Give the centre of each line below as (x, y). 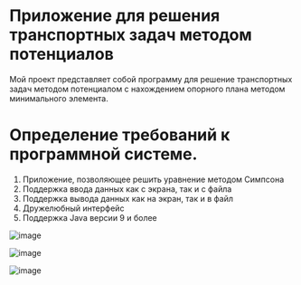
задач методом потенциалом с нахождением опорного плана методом (147, 89)
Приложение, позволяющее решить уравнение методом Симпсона (153, 179)
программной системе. (103, 154)
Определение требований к (120, 135)
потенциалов (62, 54)
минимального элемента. (59, 98)
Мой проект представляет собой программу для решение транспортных (151, 79)
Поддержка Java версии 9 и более (90, 217)
